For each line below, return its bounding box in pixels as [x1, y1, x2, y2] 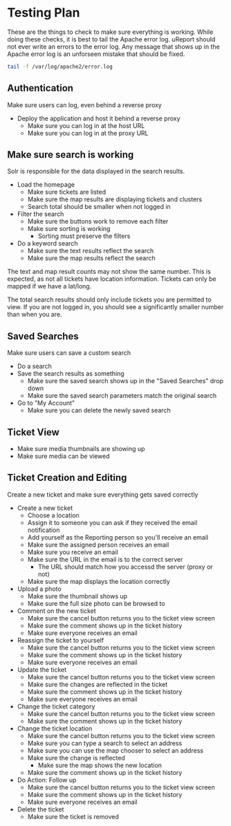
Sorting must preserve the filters [37, 232, 131, 240]
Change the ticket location [17, 724, 93, 733]
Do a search [17, 362, 52, 371]
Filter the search [17, 210, 64, 219]
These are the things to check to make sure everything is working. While [7, 28, 214, 36]
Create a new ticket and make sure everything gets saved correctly [7, 490, 198, 499]
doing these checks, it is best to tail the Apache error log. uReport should [7, 35, 216, 43]
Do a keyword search [17, 239, 78, 248]
